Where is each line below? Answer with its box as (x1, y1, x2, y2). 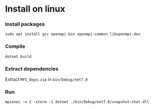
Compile (5, 43, 25, 50)
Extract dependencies (5, 65, 58, 72)
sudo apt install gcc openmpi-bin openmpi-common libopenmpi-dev (5, 32, 140, 37)
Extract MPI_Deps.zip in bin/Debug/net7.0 (5, 76, 88, 82)
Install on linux (5, 3, 65, 15)
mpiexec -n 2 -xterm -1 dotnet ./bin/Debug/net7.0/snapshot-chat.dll (5, 100, 150, 105)
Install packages (5, 21, 45, 28)
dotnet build (5, 54, 32, 59)
